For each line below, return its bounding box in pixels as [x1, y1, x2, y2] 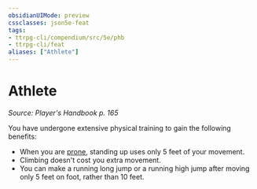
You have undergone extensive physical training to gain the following [8, 123, 232, 132]
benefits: [8, 132, 37, 141]
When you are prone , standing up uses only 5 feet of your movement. [19, 146, 245, 156]
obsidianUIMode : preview [8, 11, 90, 20]
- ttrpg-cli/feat [8, 41, 65, 49]
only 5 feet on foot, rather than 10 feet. [19, 172, 145, 181]
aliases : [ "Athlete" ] [8, 48, 79, 56]
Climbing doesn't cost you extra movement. [19, 155, 161, 165]
